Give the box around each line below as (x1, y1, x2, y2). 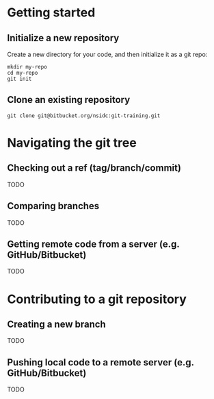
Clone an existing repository (7, 94, 131, 106)
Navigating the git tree (7, 135, 137, 150)
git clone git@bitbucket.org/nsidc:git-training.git (7, 112, 161, 119)
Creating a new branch (7, 319, 106, 330)
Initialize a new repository (7, 32, 120, 44)
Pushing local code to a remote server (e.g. (7, 356, 194, 368)
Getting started (7, 5, 96, 21)
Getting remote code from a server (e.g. (7, 239, 180, 250)
